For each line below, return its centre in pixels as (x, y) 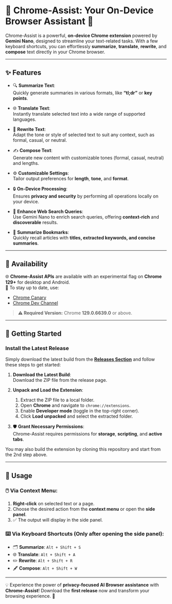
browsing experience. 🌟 (30, 596)
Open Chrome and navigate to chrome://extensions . (76, 405)
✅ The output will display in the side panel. (58, 520)
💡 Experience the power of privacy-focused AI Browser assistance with (82, 585)
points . (20, 98)
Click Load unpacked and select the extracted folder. (77, 416)
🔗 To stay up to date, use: (32, 287)
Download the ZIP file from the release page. (60, 380)
